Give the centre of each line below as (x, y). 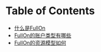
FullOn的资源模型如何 (40, 43)
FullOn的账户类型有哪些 (43, 35)
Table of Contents (50, 11)
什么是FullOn (30, 28)
